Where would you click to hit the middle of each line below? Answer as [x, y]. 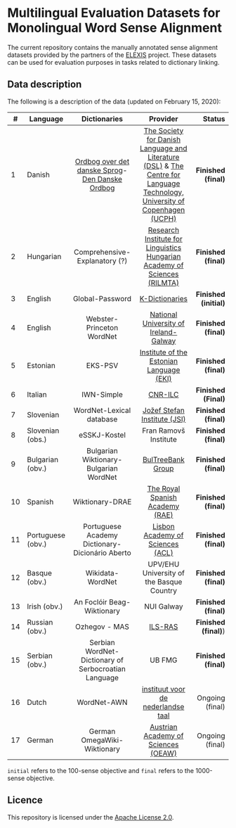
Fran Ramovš [163, 431]
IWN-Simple [102, 394]
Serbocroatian [102, 668]
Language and [164, 148]
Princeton [102, 327]
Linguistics [164, 248]
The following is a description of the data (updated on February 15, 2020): [114, 101]
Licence [25, 800]
